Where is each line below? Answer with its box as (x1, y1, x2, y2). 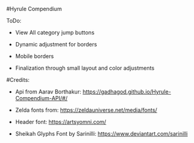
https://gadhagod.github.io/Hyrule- (82, 88, 171, 95)
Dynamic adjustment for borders (15, 41, 97, 48)
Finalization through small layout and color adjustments (15, 64, 155, 71)
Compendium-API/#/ (15, 95, 68, 101)
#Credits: (6, 76, 30, 83)
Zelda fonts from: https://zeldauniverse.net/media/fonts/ (15, 106, 157, 114)
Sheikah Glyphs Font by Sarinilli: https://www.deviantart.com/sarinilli (15, 130, 188, 137)
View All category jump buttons (15, 29, 95, 36)
